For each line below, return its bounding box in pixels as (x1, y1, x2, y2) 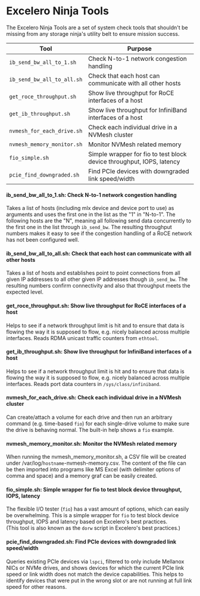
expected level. (6, 288, 43, 296)
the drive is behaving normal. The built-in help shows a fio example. (6, 426, 174, 433)
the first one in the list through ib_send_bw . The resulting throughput (6, 224, 173, 231)
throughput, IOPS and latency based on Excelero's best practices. (6, 518, 168, 526)
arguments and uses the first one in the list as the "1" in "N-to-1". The (6, 211, 176, 218)
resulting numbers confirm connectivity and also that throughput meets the (6, 282, 190, 289)
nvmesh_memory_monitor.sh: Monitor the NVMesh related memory (6, 440, 177, 447)
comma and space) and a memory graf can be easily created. (6, 473, 158, 480)
